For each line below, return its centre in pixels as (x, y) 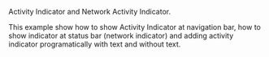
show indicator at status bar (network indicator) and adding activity (121, 36)
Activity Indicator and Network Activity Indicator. (90, 12)
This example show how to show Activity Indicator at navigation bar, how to (135, 27)
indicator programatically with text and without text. (95, 44)
